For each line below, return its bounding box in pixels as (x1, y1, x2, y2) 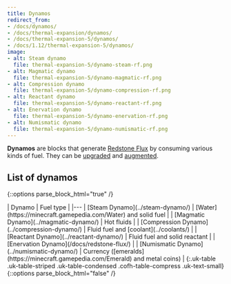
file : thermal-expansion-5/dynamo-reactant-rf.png (13, 100, 162, 107)
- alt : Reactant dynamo (7, 94, 76, 101)
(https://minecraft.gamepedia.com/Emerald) (7, 254, 132, 263)
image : (7, 49, 26, 56)
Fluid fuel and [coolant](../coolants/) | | (87, 225, 197, 234)
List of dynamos (7, 172, 78, 183)
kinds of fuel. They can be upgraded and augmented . (7, 152, 159, 160)
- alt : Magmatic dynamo (7, 68, 76, 74)
